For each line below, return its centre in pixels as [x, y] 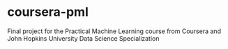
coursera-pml [48, 12]
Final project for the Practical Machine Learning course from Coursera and [114, 31]
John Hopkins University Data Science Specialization [83, 38]
